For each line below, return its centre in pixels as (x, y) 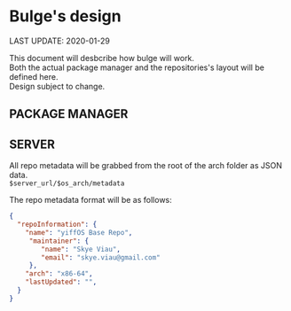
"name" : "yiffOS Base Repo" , (79, 232)
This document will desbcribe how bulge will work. (102, 58)
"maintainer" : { (59, 241)
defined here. (34, 76)
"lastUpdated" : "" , (61, 282)
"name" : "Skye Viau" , (81, 249)
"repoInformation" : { (57, 225)
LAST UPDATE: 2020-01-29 (60, 41)
